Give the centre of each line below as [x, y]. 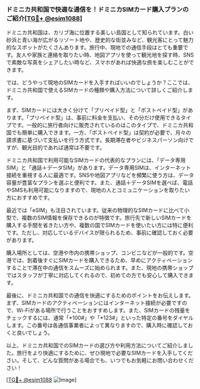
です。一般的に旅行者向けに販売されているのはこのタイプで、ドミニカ [97, 125]
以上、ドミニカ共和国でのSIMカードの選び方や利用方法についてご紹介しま [97, 345]
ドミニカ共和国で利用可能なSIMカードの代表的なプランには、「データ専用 [96, 160]
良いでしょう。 [35, 333]
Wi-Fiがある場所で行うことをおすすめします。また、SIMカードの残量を [103, 310]
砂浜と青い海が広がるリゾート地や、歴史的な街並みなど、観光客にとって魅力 [100, 40]
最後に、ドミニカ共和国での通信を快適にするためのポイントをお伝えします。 [100, 295]
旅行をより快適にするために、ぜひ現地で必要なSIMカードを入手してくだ [104, 353]
